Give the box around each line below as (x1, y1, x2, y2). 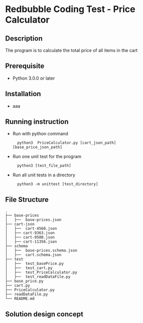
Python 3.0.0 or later (12, 75, 55, 81)
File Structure (5, 195, 49, 204)
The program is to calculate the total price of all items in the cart (5, 48, 138, 53)
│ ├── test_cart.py (5, 265, 53, 271)
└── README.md (5, 296, 35, 301)
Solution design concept (5, 309, 84, 318)
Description (5, 34, 43, 43)
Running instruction (5, 118, 69, 126)
